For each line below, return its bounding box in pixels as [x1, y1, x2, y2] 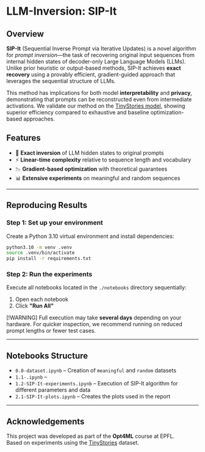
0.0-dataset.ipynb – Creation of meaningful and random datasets [15, 367, 177, 374]
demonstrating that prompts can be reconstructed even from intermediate [6, 96, 192, 103]
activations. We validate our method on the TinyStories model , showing [6, 102, 185, 109]
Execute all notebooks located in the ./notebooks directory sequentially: [6, 284, 187, 291]
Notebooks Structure [6, 350, 88, 361]
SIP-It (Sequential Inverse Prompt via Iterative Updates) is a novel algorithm [6, 45, 196, 52]
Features [6, 133, 41, 143]
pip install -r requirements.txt [6, 256, 92, 262]
